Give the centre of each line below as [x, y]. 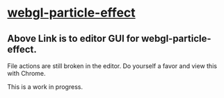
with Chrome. [27, 73]
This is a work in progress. [45, 87]
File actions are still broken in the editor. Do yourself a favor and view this [112, 66]
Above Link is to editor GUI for [73, 39]
